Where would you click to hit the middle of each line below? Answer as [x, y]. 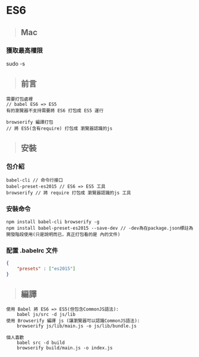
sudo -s [16, 64]
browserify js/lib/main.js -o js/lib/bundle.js [77, 326]
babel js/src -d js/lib [46, 315]
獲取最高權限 [25, 50]
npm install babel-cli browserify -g [53, 222]
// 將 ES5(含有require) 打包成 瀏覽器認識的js [59, 129]
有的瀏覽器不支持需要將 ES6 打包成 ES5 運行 [55, 111]
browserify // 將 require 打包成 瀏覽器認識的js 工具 [69, 193]
